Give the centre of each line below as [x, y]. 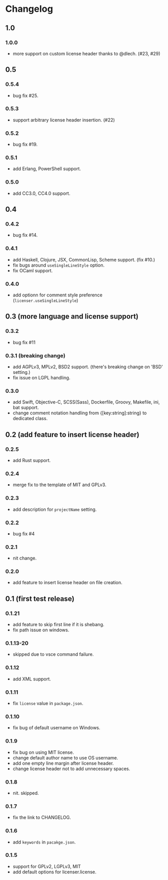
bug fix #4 [24, 533]
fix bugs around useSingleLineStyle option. [59, 265]
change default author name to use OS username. [66, 757]
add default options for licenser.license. [54, 872]
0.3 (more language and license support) [72, 317]
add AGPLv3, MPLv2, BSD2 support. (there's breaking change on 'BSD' [88, 367]
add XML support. [32, 679]
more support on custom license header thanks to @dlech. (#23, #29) [86, 53]
